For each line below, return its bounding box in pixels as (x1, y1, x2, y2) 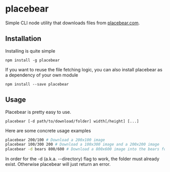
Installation (5, 34, 41, 43)
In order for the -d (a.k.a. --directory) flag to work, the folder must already (5, 156, 159, 162)
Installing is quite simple (5, 48, 56, 54)
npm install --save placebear (5, 81, 69, 87)
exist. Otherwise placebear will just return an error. (5, 161, 111, 167)
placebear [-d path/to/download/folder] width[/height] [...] (5, 118, 139, 124)
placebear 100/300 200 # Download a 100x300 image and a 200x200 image (5, 142, 159, 147)
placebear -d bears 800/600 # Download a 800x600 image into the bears (5, 147, 159, 152)
